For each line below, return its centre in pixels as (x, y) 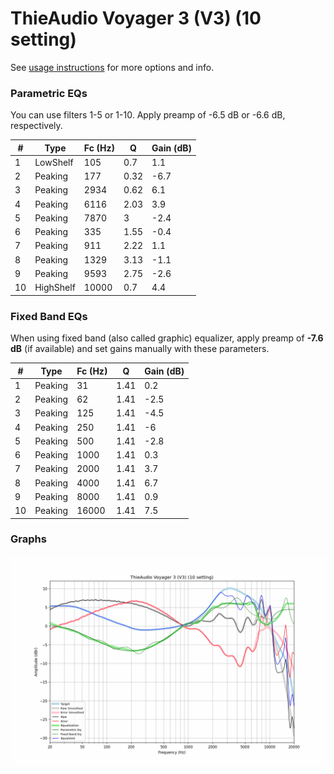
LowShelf (54, 162)
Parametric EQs (49, 93)
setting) (43, 39)
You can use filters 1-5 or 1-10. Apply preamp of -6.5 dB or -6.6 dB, (148, 115)
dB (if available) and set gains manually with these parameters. (140, 349)
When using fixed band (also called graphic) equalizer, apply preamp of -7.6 (167, 338)
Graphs (28, 539)
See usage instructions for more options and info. (112, 67)
